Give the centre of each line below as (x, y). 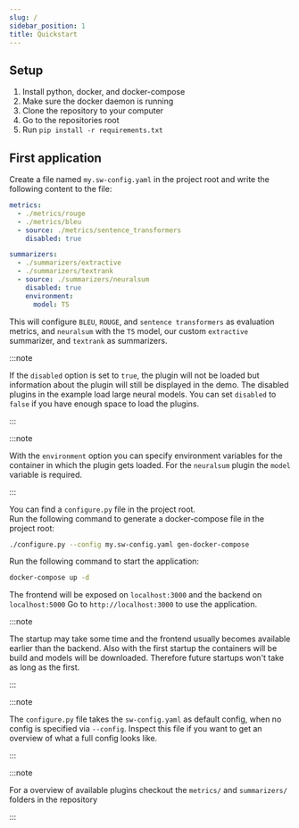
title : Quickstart (43, 34)
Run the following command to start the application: (104, 561)
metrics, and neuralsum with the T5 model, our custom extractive (129, 330)
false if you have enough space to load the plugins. (104, 404)
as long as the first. (45, 667)
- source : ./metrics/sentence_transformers (99, 230)
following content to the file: (61, 189)
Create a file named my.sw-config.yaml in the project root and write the (139, 179)
